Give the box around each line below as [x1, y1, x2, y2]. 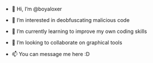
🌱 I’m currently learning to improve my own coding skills [11, 28, 148, 35]
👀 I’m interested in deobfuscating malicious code [11, 17, 130, 23]
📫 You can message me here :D [11, 51, 90, 57]
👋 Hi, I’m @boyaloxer [11, 6, 63, 12]
